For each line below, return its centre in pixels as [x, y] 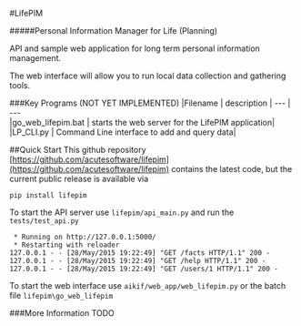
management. [35, 58]
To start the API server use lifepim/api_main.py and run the [122, 212]
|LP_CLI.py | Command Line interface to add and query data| [123, 132]
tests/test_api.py [44, 221]
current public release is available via [79, 178]
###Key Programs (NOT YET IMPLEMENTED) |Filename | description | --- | [150, 103]
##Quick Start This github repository [78, 150]
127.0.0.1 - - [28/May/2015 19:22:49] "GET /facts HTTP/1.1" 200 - [140, 253]
